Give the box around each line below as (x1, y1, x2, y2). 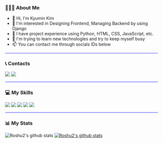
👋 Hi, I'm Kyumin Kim (12, 16, 54, 21)
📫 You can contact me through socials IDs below (12, 41, 111, 48)
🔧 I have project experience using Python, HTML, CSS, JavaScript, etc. (12, 31, 154, 37)
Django (12, 26, 27, 32)
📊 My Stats (5, 120, 33, 127)
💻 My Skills (5, 89, 33, 96)
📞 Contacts (5, 60, 31, 67)
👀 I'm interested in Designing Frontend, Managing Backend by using (12, 20, 148, 26)
